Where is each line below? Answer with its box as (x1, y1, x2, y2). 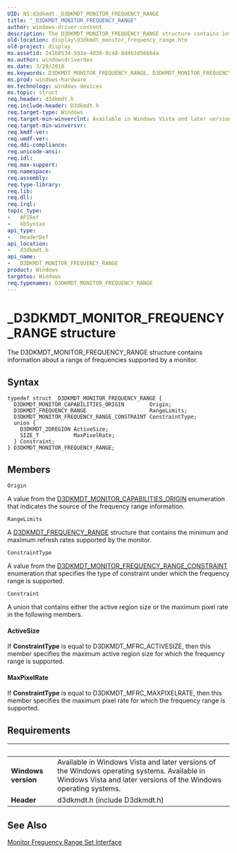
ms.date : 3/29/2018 (7, 63, 65, 70)
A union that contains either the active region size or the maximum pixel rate (7, 603, 229, 612)
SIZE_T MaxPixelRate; (20, 432, 115, 439)
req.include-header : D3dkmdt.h (7, 102, 99, 109)
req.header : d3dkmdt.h (7, 96, 74, 103)
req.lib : (7, 188, 33, 195)
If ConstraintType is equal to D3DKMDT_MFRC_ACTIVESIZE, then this (7, 642, 211, 650)
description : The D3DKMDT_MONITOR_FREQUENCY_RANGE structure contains (7, 30, 219, 37)
